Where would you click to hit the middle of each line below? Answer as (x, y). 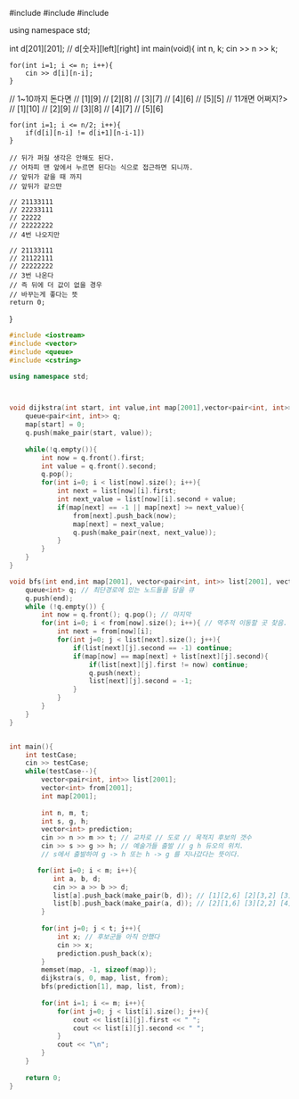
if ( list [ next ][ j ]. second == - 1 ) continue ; (153, 648)
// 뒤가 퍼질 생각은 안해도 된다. (62, 158)
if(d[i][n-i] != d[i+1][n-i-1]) (85, 133)
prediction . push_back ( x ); (105, 954)
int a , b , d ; (77, 879)
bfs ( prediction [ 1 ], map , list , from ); (113, 987)
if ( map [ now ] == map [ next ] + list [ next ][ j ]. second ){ (170, 656)
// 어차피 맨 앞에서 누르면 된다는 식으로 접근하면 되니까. (101, 168)
